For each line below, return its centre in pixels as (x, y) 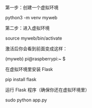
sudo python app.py (26, 100)
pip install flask (21, 79)
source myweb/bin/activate (34, 38)
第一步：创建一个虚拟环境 (32, 7)
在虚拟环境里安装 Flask (29, 69)
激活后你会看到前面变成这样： (36, 49)
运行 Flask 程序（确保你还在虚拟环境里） (48, 90)
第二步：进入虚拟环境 (27, 28)
